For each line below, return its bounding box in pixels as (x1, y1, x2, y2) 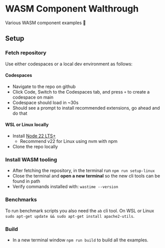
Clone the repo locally (12, 144, 58, 150)
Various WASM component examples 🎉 (5, 20, 86, 26)
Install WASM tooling (5, 156, 58, 163)
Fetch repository (5, 49, 47, 56)
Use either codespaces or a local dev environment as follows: (5, 61, 133, 67)
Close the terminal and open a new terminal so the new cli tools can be (12, 173, 160, 179)
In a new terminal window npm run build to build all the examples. (12, 237, 149, 243)
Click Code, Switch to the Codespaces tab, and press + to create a (12, 89, 150, 95)
